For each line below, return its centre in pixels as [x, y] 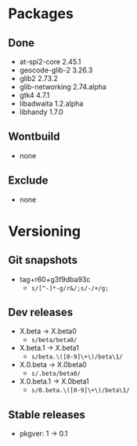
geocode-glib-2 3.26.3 [56, 70]
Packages [41, 14]
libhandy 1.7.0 [41, 112]
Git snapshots [43, 260]
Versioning [44, 231]
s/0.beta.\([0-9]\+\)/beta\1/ [81, 391]
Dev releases [41, 312]
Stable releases [47, 414]
